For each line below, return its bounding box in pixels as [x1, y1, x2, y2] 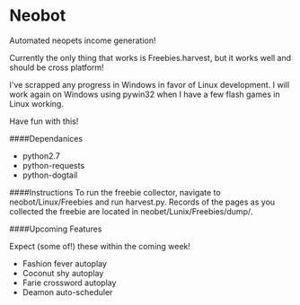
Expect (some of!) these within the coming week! [9, 240, 191, 251]
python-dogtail [22, 170, 78, 180]
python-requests [22, 160, 85, 170]
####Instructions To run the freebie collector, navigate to [9, 187, 222, 197]
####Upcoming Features [9, 223, 102, 234]
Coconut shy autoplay [22, 267, 104, 278]
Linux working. [9, 98, 65, 109]
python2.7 [22, 150, 60, 161]
